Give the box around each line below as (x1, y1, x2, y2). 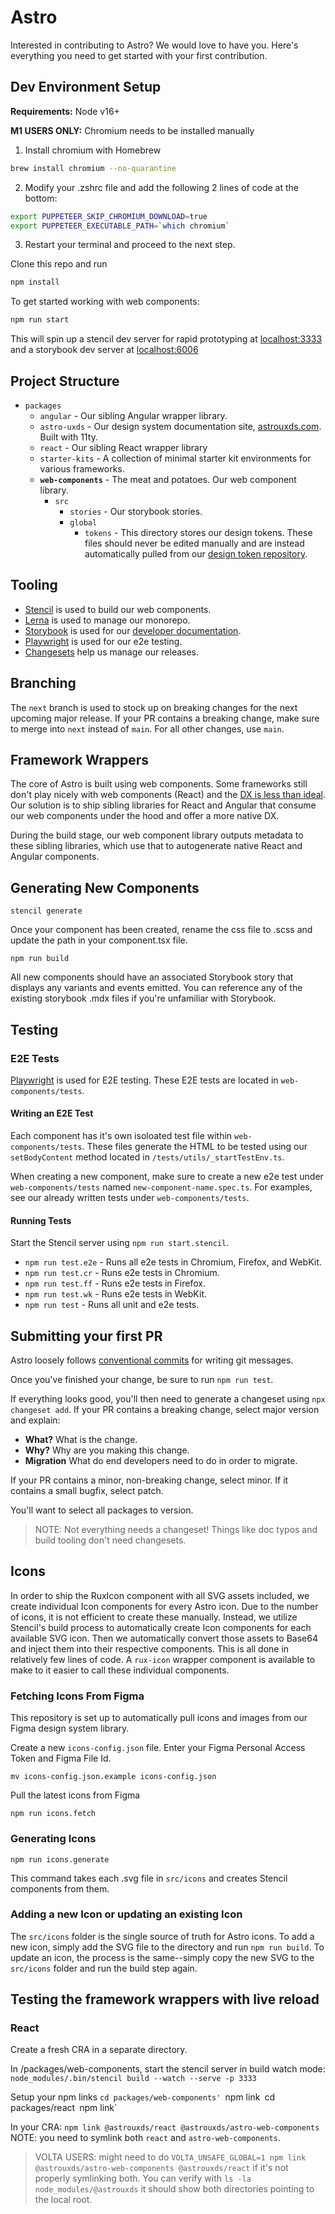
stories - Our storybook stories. (69, 505, 203, 517)
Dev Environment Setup (10, 79, 162, 96)
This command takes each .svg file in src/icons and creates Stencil (10, 1872, 288, 1884)
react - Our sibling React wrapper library (39, 441, 208, 453)
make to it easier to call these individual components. (10, 1664, 230, 1676)
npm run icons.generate (10, 1854, 110, 1865)
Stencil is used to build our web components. (24, 603, 212, 615)
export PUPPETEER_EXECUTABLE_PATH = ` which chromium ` (10, 221, 230, 231)
